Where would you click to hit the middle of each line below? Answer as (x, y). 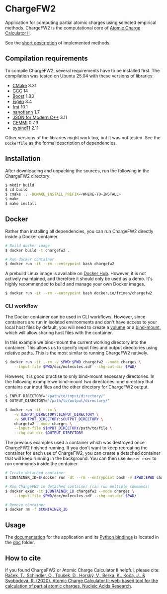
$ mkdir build (20, 185)
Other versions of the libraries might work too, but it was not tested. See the (83, 137)
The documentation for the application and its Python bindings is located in (82, 537)
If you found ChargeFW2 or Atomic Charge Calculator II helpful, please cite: (83, 570)
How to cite (23, 558)
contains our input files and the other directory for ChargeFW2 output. (77, 387)
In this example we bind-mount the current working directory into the (76, 342)
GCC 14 (20, 91)
